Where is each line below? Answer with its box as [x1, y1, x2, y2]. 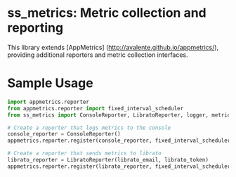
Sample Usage [7, 75, 93, 91]
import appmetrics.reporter [7, 98, 90, 105]
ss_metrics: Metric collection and [7, 5, 207, 21]
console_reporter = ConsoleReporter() [7, 131, 121, 138]
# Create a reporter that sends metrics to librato [7, 150, 162, 157]
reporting [7, 20, 64, 36]
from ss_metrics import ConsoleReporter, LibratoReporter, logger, [7, 111, 209, 119]
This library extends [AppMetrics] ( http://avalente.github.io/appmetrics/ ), [7, 43, 219, 51]
